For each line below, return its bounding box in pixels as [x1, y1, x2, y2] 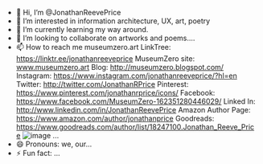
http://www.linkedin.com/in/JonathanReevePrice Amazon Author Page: [15, 105, 251, 114]
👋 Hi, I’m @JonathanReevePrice [15, 8, 121, 17]
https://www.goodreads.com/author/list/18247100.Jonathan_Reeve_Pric [15, 122, 255, 132]
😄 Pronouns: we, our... [15, 139, 92, 149]
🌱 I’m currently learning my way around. [15, 25, 149, 34]
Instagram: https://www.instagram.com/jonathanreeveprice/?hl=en [15, 71, 237, 80]
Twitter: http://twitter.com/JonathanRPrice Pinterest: [15, 80, 189, 88]
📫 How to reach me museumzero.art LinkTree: [15, 43, 171, 51]
